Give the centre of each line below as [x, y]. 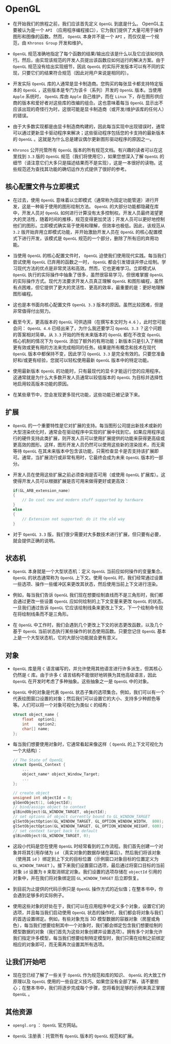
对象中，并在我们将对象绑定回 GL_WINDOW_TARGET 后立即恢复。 [77, 878]
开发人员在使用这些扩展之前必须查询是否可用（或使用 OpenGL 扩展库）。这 [89, 475]
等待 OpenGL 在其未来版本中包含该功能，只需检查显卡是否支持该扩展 [83, 451]
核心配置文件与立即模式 [42, 187]
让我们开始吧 [26, 962]
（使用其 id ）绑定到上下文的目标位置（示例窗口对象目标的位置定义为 [86, 859]
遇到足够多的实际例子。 [42, 895]
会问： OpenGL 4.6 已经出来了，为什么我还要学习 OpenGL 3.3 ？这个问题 [87, 328]
